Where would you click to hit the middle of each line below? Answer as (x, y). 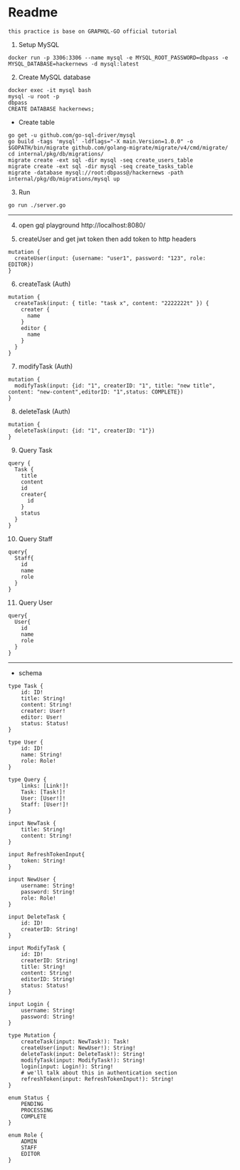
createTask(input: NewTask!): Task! (75, 1042)
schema (30, 673)
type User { (26, 742)
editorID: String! (48, 979)
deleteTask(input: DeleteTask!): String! (83, 1054)
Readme (33, 12)
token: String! (43, 861)
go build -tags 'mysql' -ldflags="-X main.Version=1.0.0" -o (101, 141)
